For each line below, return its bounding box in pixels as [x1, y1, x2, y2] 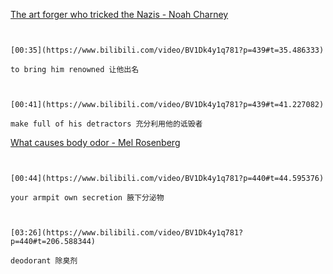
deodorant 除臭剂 [10, 256, 78, 266]
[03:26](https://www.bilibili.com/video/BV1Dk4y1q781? [10, 228, 244, 238]
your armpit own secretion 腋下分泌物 [10, 193, 165, 203]
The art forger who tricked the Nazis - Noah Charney [10, 9, 229, 20]
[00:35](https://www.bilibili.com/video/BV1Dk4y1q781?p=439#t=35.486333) [10, 45, 325, 55]
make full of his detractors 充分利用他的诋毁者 [10, 119, 203, 129]
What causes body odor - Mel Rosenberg [10, 137, 181, 148]
